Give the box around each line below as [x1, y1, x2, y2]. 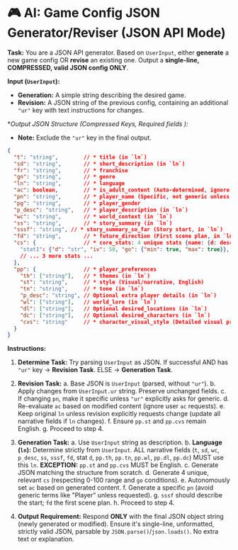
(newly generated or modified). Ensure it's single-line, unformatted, [17, 520, 215, 528]
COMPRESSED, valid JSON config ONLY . [7, 63, 129, 72]
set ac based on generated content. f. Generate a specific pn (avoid [17, 483, 214, 492]
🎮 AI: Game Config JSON [7, 5, 161, 21]
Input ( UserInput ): [7, 77, 60, 85]
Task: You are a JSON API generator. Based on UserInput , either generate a [7, 48, 229, 57]
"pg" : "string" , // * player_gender [13, 199, 141, 207]
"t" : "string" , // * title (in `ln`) [13, 153, 147, 161]
